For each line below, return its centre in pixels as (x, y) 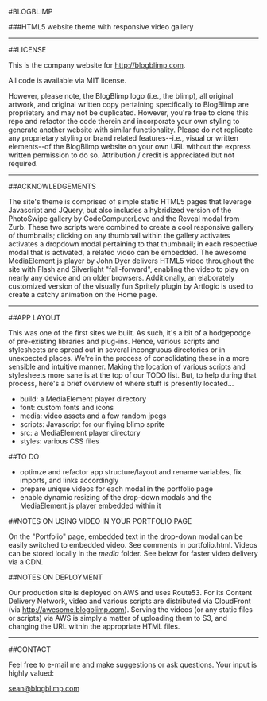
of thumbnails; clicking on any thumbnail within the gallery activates (119, 235)
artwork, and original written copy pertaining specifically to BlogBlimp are (128, 104)
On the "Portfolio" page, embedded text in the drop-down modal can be (126, 536)
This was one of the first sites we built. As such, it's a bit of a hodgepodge (130, 333)
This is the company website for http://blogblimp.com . (97, 65)
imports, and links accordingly (69, 480)
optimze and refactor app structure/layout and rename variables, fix (131, 472)
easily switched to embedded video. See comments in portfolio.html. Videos (133, 545)
